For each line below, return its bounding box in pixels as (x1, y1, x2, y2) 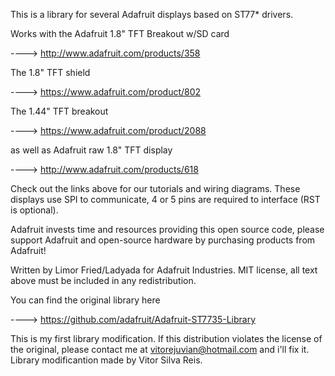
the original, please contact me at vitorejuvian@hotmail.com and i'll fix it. (10, 344, 310, 355)
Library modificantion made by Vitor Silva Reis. (10, 354, 203, 366)
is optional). (10, 204, 59, 216)
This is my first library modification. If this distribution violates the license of (10, 333, 323, 344)
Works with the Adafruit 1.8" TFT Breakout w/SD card (10, 28, 230, 39)
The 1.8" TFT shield (10, 67, 91, 78)
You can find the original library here (10, 294, 161, 306)
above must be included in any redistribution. (10, 275, 197, 286)
